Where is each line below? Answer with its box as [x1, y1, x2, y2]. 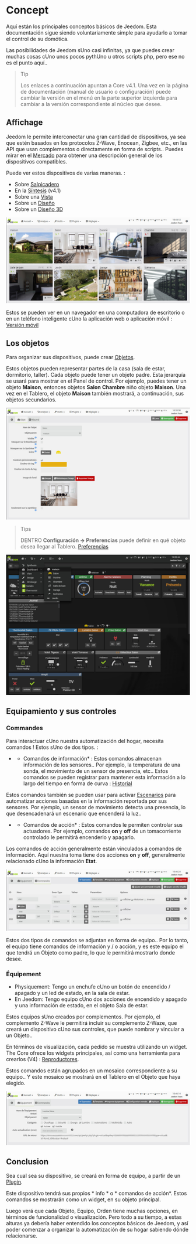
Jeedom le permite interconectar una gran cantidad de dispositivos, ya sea [6, 133, 186, 140]
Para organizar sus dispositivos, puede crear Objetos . [6, 354, 135, 361]
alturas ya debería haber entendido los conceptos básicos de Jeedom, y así [6, 1220, 188, 1227]
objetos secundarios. [6, 396, 57, 403]
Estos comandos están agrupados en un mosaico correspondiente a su [6, 1067, 177, 1074]
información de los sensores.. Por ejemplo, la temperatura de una [23, 761, 181, 768]
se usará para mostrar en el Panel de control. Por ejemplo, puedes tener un [6, 377, 187, 384]
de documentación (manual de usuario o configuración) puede [20, 88, 171, 95]
